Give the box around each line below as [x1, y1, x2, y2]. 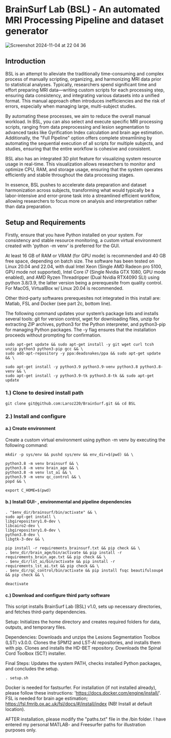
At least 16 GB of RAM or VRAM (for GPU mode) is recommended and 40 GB [5, 252, 166, 258]
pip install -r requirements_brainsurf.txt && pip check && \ [5, 545, 140, 551]
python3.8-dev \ [5, 532, 40, 537]
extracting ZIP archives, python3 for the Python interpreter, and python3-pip [5, 321, 166, 327]
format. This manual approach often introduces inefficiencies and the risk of [5, 98, 165, 104]
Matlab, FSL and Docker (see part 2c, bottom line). [5, 300, 112, 306]
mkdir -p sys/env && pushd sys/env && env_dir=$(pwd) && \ [5, 452, 134, 457]
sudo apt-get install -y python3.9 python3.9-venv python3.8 [5, 364, 138, 369]
